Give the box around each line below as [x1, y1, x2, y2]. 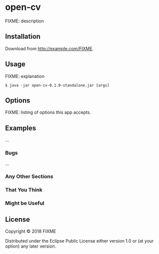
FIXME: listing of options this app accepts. [5, 109, 91, 115]
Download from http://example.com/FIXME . [5, 45, 94, 51]
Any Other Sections [5, 173, 53, 180]
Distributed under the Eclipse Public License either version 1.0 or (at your [5, 238, 154, 244]
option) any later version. [5, 243, 56, 250]
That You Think [5, 186, 43, 193]
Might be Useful [5, 200, 45, 207]
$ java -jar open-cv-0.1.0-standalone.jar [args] [5, 83, 110, 88]
